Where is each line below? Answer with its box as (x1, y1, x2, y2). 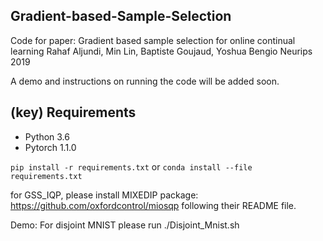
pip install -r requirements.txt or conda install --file (10, 160, 253, 173)
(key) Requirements (10, 104, 137, 121)
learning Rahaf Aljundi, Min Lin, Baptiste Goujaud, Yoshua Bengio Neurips (10, 45, 313, 57)
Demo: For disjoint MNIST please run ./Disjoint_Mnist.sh (10, 219, 240, 231)
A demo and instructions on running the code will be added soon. (10, 75, 280, 87)
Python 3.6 (24, 130, 70, 143)
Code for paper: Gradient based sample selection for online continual (10, 34, 296, 46)
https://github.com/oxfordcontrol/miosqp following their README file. (10, 199, 297, 211)
